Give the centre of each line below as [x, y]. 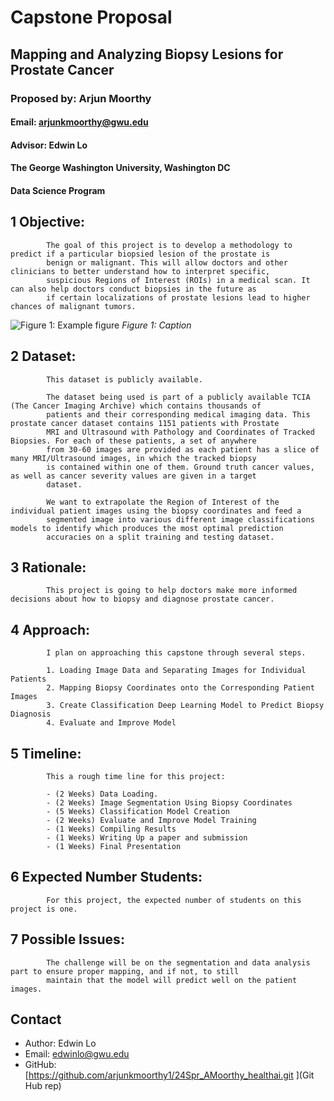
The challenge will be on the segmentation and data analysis [178, 962]
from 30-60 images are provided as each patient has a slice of [183, 449]
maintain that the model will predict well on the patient [172, 980]
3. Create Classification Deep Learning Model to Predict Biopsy [185, 706]
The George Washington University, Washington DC [120, 168]
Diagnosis [31, 714]
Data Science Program [58, 190]
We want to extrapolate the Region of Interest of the [163, 502]
